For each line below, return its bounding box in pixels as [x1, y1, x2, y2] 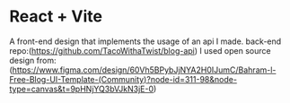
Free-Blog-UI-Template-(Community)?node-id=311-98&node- [9, 73, 238, 84]
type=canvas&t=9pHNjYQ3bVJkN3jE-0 [9, 83, 154, 94]
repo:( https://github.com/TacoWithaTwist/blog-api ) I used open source [9, 45, 271, 56]
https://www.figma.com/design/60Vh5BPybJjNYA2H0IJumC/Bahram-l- [12, 64, 277, 75]
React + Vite [9, 6, 103, 27]
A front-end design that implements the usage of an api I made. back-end [9, 36, 282, 47]
